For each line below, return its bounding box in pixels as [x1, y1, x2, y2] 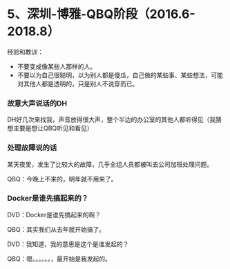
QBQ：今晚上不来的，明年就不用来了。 [7, 175, 117, 183]
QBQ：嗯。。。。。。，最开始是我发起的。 [7, 255, 112, 263]
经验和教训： [7, 48, 44, 56]
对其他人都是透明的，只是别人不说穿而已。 [17, 79, 139, 88]
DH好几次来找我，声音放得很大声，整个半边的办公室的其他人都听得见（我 [7, 115, 216, 124]
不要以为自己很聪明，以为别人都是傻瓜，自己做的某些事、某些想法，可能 [17, 70, 223, 79]
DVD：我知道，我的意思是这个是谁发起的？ [7, 239, 129, 248]
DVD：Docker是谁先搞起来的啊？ [7, 210, 102, 219]
